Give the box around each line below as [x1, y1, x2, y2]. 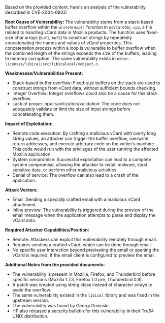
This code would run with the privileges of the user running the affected [12, 146, 159, 152]
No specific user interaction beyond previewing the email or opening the [12, 247, 159, 253]
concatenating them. [12, 111, 55, 117]
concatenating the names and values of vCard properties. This [5, 40, 132, 46]
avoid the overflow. [12, 287, 51, 292]
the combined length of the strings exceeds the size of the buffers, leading [5, 50, 157, 56]
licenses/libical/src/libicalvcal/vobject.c [5, 62, 98, 66]
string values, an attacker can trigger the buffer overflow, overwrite [12, 135, 149, 141]
